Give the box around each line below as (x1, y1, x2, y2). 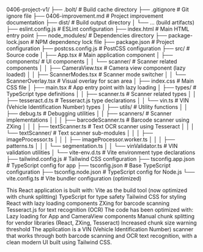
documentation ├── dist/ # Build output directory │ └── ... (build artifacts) (6, 19, 194, 26)
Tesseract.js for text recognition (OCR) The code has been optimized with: (6, 206, 194, 213)
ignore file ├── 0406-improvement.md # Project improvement (6, 12, 164, 20)
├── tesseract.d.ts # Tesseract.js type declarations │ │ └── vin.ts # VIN (6, 97, 190, 104)
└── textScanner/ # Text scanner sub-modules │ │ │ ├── (6, 129, 153, 136)
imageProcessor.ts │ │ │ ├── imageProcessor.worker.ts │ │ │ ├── (6, 136, 175, 143)
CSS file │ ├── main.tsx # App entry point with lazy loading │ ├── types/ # (6, 84, 197, 91)
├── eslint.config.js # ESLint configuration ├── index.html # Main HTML (6, 25, 190, 32)
